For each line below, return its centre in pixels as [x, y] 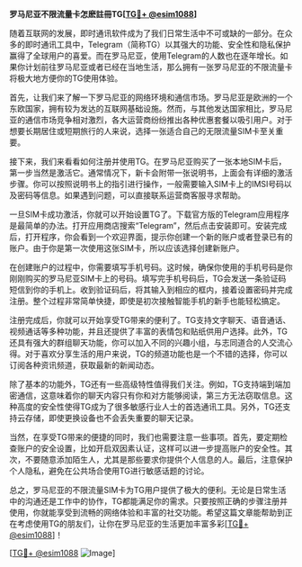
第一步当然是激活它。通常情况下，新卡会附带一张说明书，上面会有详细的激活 [151, 173]
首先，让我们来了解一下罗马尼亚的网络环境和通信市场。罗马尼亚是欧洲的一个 [151, 97]
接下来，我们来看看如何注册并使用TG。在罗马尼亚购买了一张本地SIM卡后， [148, 162]
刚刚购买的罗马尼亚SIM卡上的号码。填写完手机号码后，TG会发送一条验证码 [148, 279]
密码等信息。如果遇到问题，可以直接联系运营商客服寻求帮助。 [131, 195]
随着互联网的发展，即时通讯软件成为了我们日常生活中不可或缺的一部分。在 [147, 33]
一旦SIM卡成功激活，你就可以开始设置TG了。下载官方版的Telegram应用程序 [150, 214]
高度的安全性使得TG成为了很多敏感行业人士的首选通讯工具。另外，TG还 [150, 407]
